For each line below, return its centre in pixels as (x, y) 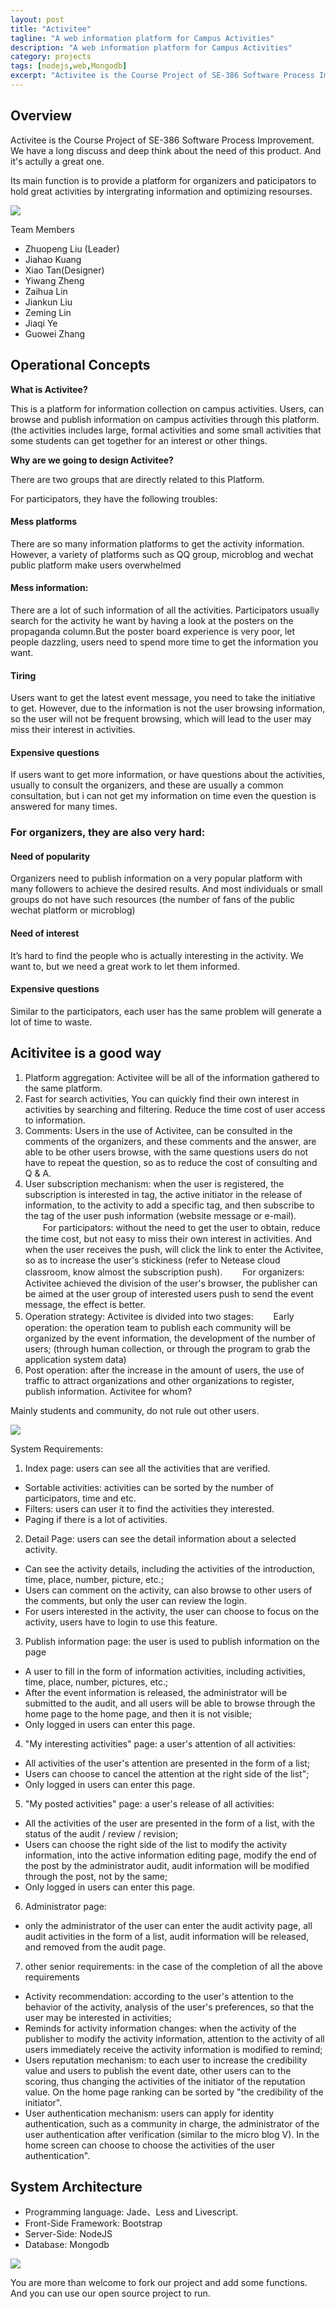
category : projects (51, 57)
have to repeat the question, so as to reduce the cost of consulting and (171, 1162)
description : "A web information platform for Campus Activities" (151, 47)
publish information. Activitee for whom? (108, 1391)
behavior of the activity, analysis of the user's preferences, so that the (169, 2007)
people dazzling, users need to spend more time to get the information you (164, 642)
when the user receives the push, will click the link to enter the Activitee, (174, 1249)
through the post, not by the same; (96, 1876)
